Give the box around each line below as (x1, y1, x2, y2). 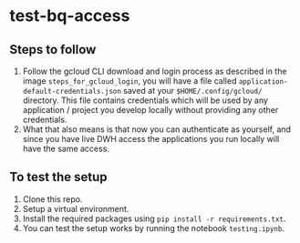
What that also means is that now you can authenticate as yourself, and (22, 124, 292, 135)
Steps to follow (9, 42, 97, 57)
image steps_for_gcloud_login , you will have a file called (22, 76, 237, 86)
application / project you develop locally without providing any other (22, 105, 279, 115)
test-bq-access (9, 5, 130, 26)
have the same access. (22, 143, 109, 154)
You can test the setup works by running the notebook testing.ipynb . (22, 222, 285, 233)
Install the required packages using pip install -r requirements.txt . (22, 213, 286, 224)
